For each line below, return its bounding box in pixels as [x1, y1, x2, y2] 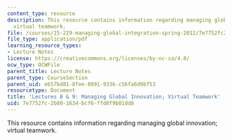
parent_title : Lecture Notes [7, 68, 91, 74]
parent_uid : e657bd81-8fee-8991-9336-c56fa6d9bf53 [7, 81, 156, 88]
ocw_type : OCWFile [7, 61, 60, 68]
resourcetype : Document [7, 87, 76, 94]
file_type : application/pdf [7, 36, 88, 43]
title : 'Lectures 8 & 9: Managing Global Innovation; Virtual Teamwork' [7, 94, 221, 101]
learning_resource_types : [7, 42, 81, 49]
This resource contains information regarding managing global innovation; [7, 119, 217, 127]
